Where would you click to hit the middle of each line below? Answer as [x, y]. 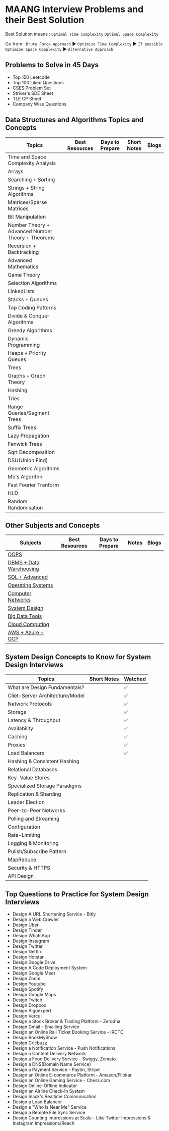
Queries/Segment [29, 413]
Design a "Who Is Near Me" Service [50, 1107]
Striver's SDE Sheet [33, 93]
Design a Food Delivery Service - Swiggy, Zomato [64, 1059]
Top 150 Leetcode [31, 77]
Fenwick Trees [25, 444]
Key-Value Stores [29, 778]
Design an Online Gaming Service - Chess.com [61, 1080]
